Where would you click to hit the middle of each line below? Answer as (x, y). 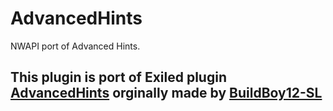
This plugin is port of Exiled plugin (118, 77)
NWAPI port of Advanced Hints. (75, 46)
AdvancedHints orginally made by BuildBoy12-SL (166, 93)
